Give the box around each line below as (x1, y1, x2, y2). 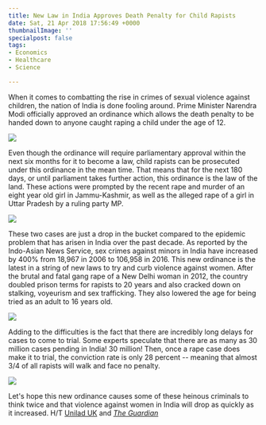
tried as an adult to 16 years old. (8, 296, 113, 306)
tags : (8, 41, 26, 49)
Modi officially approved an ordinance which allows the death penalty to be (8, 109, 254, 119)
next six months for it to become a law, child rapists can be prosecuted (8, 156, 240, 166)
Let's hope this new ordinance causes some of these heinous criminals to (8, 391, 249, 400)
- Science (8, 64, 41, 72)
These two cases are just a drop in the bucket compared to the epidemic (8, 228, 246, 239)
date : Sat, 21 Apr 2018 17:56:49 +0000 (8, 19, 141, 27)
